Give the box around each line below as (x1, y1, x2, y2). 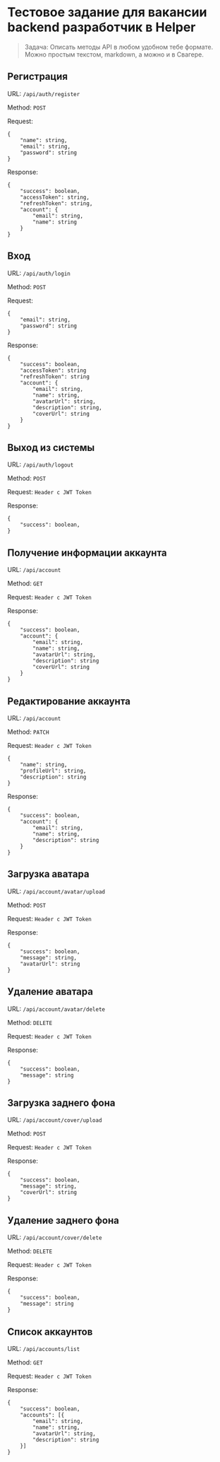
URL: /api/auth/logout (7, 460, 74, 469)
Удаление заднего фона (7, 1214, 120, 1227)
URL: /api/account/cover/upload (7, 1116, 102, 1124)
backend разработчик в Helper (7, 19, 196, 35)
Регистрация (7, 71, 68, 83)
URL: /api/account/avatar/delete (7, 1005, 106, 1013)
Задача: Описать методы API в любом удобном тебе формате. (24, 42, 214, 51)
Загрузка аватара (7, 868, 90, 880)
